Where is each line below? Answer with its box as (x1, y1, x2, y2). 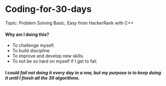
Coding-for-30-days (5, 3, 92, 15)
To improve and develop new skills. (12, 53, 84, 59)
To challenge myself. (12, 42, 55, 48)
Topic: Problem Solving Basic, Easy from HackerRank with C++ (5, 20, 134, 26)
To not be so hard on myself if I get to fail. (12, 58, 98, 64)
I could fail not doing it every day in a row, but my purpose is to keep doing (5, 70, 162, 76)
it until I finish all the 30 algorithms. (5, 75, 80, 81)
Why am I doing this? (5, 31, 50, 37)
